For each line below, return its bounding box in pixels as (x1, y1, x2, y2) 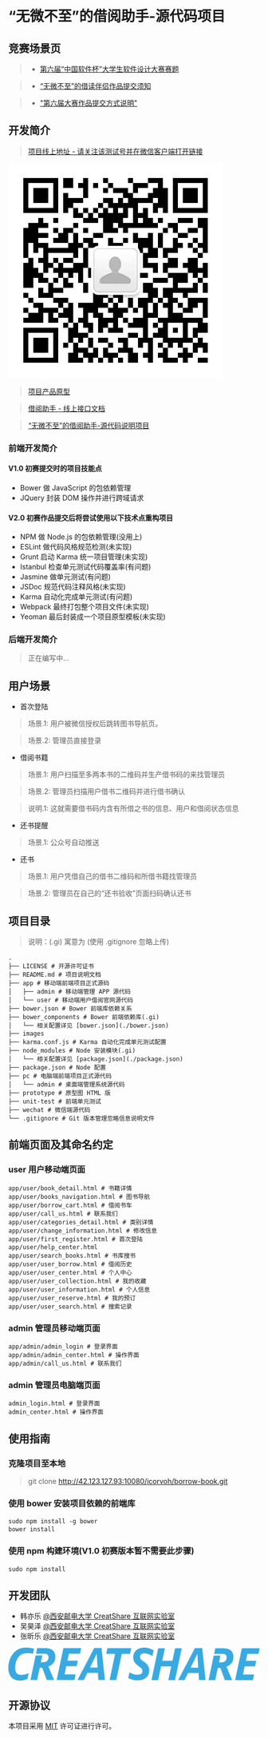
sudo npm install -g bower (8, 1518, 98, 1526)
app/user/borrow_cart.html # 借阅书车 (8, 1201, 133, 1209)
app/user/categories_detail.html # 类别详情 (8, 1218, 154, 1226)
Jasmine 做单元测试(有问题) (19, 572, 112, 581)
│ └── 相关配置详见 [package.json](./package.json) (8, 1055, 183, 1063)
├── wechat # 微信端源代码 (8, 1106, 91, 1114)
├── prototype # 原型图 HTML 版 (8, 1089, 112, 1097)
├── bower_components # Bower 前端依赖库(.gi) (8, 1014, 160, 1022)
